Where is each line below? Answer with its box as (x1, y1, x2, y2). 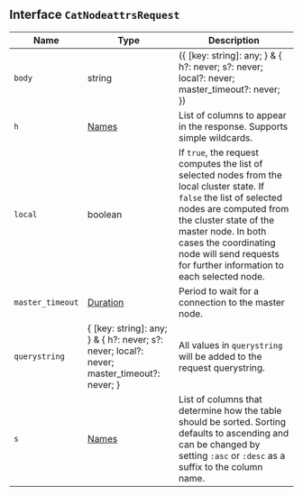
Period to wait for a (179, 284, 260, 297)
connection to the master (179, 296, 286, 308)
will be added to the (179, 350, 262, 363)
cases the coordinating (179, 236, 277, 249)
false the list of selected (179, 191, 282, 204)
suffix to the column (179, 460, 263, 473)
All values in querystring (179, 338, 283, 351)
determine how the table (179, 404, 282, 417)
